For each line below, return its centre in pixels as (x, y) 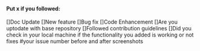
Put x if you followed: (33, 8)
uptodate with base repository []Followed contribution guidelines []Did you (99, 29)
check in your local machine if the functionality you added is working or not (100, 35)
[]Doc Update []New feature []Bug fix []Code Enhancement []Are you (92, 22)
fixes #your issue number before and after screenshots (75, 41)
